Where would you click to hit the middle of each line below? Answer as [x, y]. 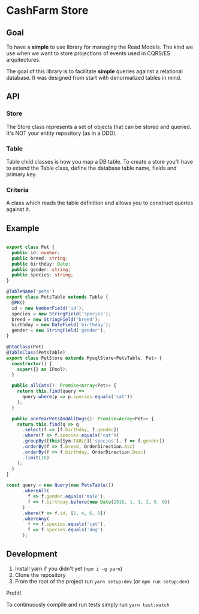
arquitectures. [23, 60]
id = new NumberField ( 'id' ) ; [48, 308]
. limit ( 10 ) [36, 458]
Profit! [14, 593]
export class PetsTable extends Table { [58, 297]
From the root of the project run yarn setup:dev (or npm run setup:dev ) [102, 581]
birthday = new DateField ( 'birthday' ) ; [61, 325]
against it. [18, 209]
